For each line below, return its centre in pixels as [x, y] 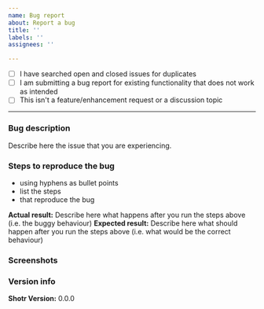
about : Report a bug [42, 23]
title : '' [24, 30]
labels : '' [26, 37]
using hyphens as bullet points [69, 182]
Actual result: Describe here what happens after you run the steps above [127, 215]
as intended [38, 92]
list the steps [40, 191]
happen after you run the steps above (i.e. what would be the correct [119, 231]
